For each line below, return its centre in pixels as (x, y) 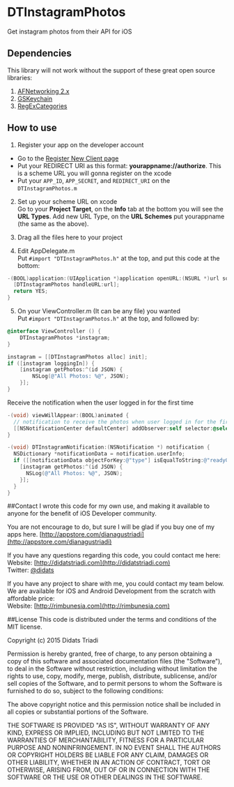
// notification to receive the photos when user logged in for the (115, 422)
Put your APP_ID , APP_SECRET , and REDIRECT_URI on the (94, 180)
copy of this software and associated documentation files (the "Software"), (115, 661)
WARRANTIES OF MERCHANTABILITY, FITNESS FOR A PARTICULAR (106, 740)
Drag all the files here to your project (70, 237)
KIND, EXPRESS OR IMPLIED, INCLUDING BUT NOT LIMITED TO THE (106, 733)
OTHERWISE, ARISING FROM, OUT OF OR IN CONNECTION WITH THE (109, 770)
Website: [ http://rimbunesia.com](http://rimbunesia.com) (89, 606)
